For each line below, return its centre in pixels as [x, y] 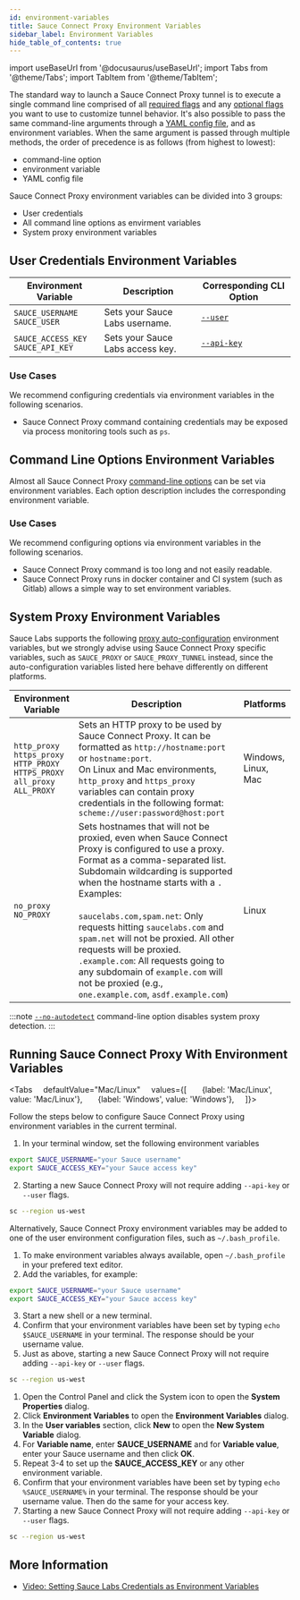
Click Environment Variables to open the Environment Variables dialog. [155, 1416]
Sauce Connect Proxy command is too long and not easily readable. [147, 570]
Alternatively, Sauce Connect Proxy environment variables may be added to [148, 1228]
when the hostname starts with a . [151, 882]
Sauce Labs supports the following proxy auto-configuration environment [144, 638]
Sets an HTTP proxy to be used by [150, 725]
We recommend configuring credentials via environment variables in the [142, 396]
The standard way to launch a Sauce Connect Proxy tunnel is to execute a [145, 95]
